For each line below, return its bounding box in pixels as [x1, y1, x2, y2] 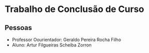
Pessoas [5, 23, 32, 32]
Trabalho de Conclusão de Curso [5, 3, 144, 15]
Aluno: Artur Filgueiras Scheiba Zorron [12, 42, 92, 48]
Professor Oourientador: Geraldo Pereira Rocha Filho [12, 36, 121, 42]
